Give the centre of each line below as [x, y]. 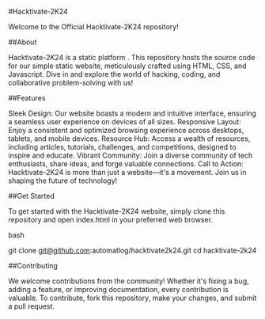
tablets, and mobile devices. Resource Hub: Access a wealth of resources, [129, 139]
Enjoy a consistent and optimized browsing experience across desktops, [126, 130]
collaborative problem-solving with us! [71, 83]
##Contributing [33, 266]
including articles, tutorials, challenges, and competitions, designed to [122, 147]
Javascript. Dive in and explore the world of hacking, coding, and [114, 74]
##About [23, 42]
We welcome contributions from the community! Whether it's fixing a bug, [129, 281]
